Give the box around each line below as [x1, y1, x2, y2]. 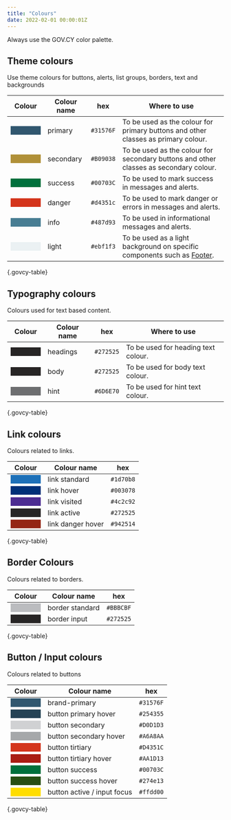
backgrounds [7, 80, 45, 89]
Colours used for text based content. [7, 307, 111, 315]
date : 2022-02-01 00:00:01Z [7, 16, 88, 23]
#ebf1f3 [90, 243, 115, 251]
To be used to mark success [122, 174, 214, 184]
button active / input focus [47, 787, 133, 797]
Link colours [7, 428, 61, 440]
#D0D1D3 [138, 721, 164, 729]
